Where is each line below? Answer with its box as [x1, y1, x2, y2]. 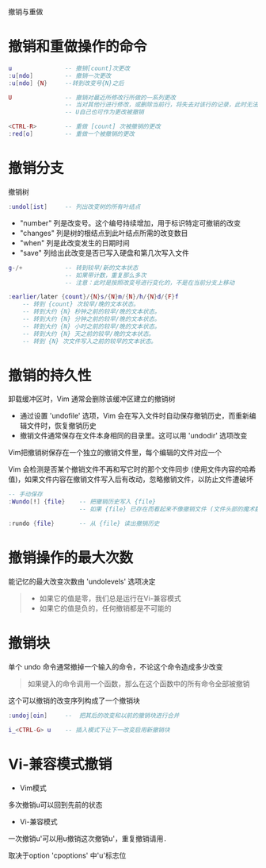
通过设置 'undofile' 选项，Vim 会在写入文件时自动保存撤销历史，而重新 [19, 411, 249, 421]
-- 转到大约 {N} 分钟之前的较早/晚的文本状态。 [22, 315, 161, 323]
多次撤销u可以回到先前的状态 [8, 800, 103, 809]
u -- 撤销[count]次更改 [8, 64, 131, 72]
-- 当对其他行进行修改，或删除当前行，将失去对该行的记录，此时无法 [64, 101, 259, 109]
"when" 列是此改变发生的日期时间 [19, 237, 130, 248]
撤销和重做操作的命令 [8, 38, 148, 56]
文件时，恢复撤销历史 [26, 421, 97, 430]
